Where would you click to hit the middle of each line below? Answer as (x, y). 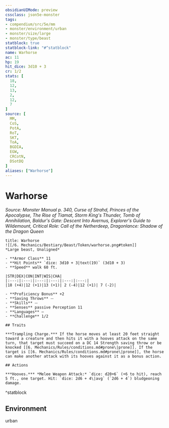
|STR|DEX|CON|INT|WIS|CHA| (34, 277)
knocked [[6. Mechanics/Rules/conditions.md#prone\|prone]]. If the (79, 348)
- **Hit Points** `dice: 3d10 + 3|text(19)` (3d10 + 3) (65, 263)
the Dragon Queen (25, 231)
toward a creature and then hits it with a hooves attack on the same (81, 339)
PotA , (16, 128)
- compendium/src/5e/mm (30, 24)
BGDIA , (17, 147)
